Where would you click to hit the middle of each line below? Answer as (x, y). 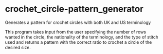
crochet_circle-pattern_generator (74, 9)
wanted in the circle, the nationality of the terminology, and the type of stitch (82, 37)
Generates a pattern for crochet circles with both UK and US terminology (78, 22)
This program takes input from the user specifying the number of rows (76, 32)
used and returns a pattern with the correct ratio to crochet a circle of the (79, 42)
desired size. (18, 47)
